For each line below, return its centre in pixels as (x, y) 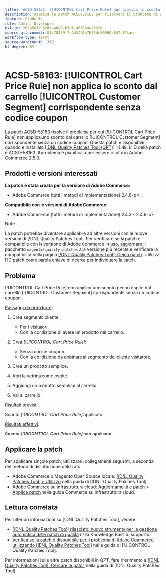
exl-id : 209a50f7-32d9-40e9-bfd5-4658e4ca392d (54, 28)
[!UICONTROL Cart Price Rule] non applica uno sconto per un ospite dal (78, 288)
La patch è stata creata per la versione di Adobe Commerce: (68, 185)
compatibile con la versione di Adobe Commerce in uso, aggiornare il (75, 244)
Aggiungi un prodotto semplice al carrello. (55, 386)
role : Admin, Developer (30, 24)
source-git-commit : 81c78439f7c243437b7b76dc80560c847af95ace (70, 33)
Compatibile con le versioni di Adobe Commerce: (56, 205)
